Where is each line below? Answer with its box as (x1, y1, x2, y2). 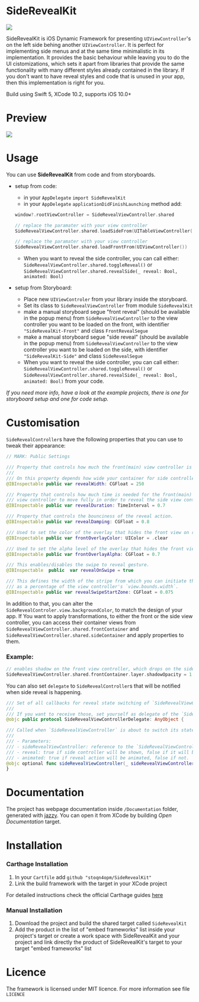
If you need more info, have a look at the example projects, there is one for (6, 389, 189, 396)
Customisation (6, 416, 80, 430)
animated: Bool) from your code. (23, 378, 105, 385)
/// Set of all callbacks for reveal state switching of (6, 700, 150, 706)
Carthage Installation (6, 860, 68, 869)
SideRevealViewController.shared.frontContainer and (6, 625, 139, 632)
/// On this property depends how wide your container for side (6, 475, 168, 481)
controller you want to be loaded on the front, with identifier (23, 321, 170, 328)
